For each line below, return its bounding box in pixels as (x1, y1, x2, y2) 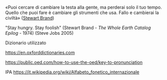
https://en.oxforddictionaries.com (5, 50, 75, 55)
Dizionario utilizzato (5, 40, 46, 46)
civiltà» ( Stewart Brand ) (5, 15, 54, 21)
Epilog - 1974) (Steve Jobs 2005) (5, 30, 74, 36)
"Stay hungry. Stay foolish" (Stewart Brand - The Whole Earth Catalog (5, 25, 151, 31)
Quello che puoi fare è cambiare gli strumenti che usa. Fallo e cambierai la (5, 10, 159, 16)
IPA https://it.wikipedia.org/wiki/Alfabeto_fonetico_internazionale (5, 69, 140, 75)
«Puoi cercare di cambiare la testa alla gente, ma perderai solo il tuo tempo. (5, 5, 162, 10)
